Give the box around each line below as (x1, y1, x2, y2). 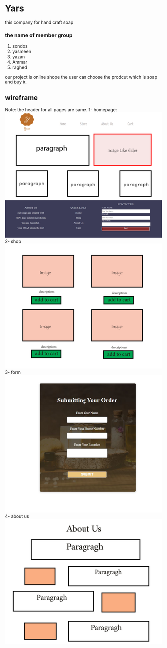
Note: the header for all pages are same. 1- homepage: (5, 107, 117, 113)
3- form (5, 369, 21, 375)
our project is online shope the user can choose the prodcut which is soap (5, 74, 158, 80)
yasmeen (12, 48, 31, 55)
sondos (12, 43, 28, 49)
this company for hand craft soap (5, 19, 74, 25)
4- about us (5, 513, 29, 519)
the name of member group (5, 32, 73, 39)
